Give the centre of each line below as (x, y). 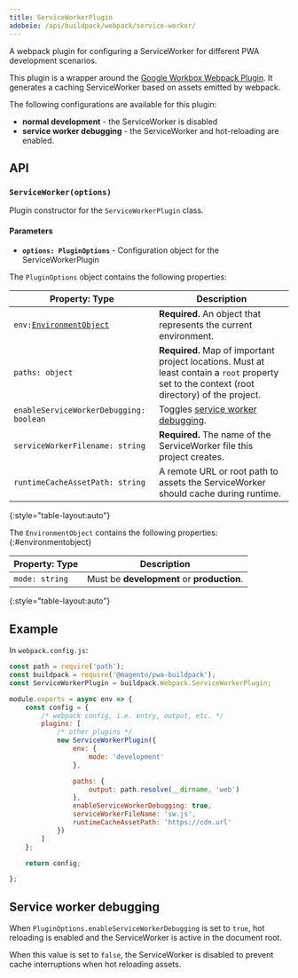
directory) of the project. (210, 395)
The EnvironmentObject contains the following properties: (114, 532)
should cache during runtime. (220, 493)
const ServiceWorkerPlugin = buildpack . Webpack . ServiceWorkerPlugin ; (141, 683)
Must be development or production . (165, 580)
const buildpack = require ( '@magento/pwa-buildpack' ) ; (113, 675)
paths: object (43, 373)
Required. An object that (210, 314)
